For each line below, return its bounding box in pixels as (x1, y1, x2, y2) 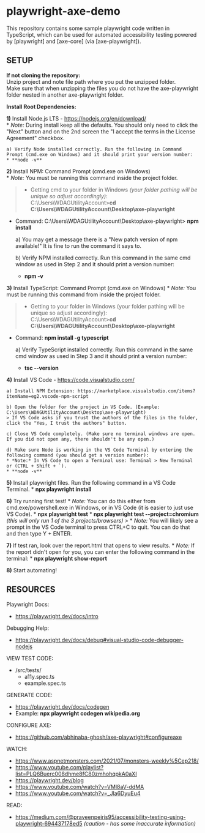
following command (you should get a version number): (6, 452, 149, 458)
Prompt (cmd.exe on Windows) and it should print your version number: (6, 151, 193, 157)
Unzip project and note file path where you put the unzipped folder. (6, 78, 176, 85)
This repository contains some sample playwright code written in (6, 24, 170, 32)
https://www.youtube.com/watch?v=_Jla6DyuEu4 (15, 790, 141, 797)
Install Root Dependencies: (6, 103, 76, 110)
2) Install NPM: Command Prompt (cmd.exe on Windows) (6, 167, 151, 175)
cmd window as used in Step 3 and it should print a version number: (15, 352, 187, 359)
